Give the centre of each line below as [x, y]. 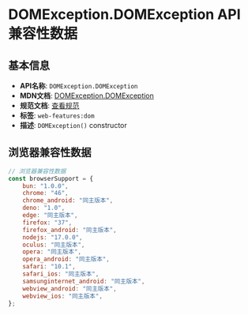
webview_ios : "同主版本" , [62, 296]
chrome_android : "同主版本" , [68, 201]
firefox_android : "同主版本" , [70, 230]
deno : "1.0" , [44, 208]
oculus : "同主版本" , [54, 245]
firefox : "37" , [47, 223]
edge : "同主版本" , [50, 216]
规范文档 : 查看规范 [49, 105]
